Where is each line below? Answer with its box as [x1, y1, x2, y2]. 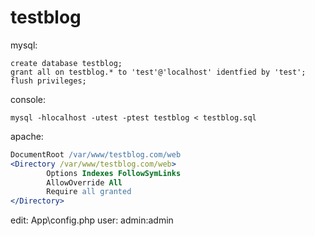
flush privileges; [10, 76, 87, 86]
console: [10, 93, 47, 105]
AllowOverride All [46, 177, 123, 188]
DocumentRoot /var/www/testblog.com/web [10, 149, 182, 160]
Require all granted [46, 187, 132, 197]
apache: [10, 130, 44, 142]
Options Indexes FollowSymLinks [46, 168, 182, 178]
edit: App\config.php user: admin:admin [10, 214, 174, 226]
